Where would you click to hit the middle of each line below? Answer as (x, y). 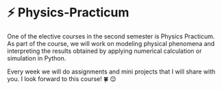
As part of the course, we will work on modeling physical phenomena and (111, 43)
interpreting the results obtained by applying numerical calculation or (104, 51)
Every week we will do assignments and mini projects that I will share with (111, 71)
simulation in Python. (37, 58)
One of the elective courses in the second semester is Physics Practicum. (111, 36)
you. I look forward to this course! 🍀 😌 (62, 78)
